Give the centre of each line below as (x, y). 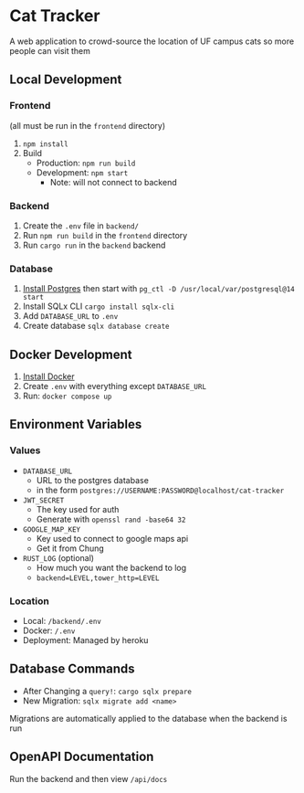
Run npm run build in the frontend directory (105, 235)
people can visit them (50, 50)
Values (25, 450)
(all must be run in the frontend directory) (88, 125)
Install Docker (48, 376)
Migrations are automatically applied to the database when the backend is (148, 718)
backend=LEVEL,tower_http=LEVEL (98, 578)
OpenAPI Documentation (82, 757)
